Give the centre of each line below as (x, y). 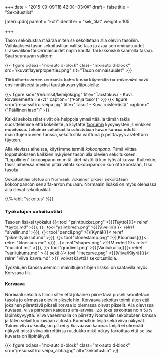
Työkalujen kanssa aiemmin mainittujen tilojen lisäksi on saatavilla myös (76, 268)
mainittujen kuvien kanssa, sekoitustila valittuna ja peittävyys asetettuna (77, 135)
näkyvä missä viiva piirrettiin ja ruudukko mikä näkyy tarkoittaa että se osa (79, 331)
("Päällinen (16, 110)
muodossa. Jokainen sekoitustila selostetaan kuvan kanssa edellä (71, 130)
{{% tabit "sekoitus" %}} (29, 199)
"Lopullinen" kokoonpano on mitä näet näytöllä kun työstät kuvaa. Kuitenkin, (81, 159)
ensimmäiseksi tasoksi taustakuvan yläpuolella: (52, 85)
